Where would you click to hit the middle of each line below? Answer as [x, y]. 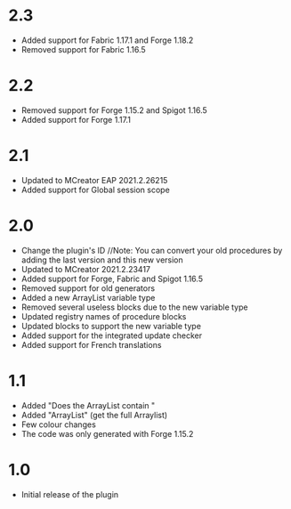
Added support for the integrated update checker [111, 335]
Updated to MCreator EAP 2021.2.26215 [94, 180]
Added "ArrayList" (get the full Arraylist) [94, 415]
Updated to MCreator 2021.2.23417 [86, 269]
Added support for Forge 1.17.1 [76, 119]
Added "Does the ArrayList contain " [88, 405]
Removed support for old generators [88, 288]
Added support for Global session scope [95, 190]
